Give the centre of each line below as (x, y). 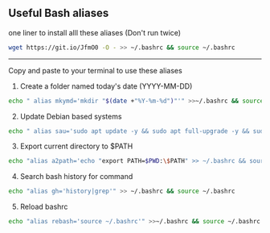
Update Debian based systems (71, 116)
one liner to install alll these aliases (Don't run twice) (95, 32)
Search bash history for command (76, 177)
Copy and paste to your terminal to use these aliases (95, 70)
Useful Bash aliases (59, 13)
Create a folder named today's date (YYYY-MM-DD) (106, 86)
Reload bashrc (44, 207)
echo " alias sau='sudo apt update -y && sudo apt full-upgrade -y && (129, 131)
